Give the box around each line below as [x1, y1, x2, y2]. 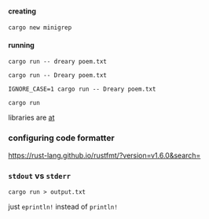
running [8, 40, 35, 50]
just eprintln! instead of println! [8, 202, 118, 211]
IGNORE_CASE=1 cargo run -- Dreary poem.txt [8, 85, 156, 94]
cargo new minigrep [8, 24, 72, 32]
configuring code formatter [8, 132, 115, 143]
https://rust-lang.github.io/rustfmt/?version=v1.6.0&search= [8, 150, 201, 160]
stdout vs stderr [8, 170, 71, 181]
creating [8, 6, 37, 16]
